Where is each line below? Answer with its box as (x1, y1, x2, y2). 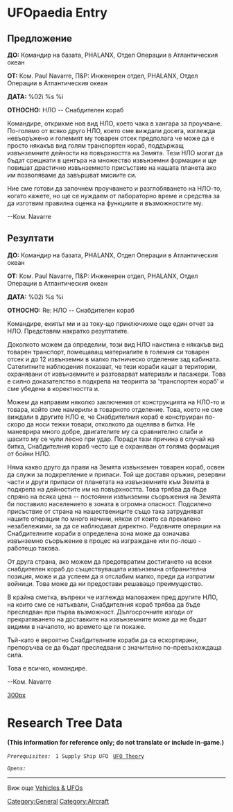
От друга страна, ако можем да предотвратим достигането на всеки (7, 557, 212, 566)
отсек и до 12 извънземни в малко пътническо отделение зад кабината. (7, 355, 221, 363)
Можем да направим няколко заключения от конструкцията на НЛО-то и (7, 397, 225, 406)
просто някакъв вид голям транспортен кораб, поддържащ (7, 141, 184, 150)
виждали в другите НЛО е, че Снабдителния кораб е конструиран (7, 413, 204, 421)
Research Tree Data (7, 716, 123, 731)
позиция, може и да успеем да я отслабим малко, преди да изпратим (7, 572, 215, 580)
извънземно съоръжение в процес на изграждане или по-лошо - (7, 536, 202, 545)
